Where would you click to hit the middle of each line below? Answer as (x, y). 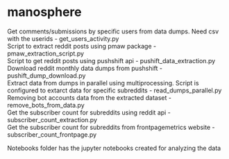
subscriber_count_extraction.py (52, 119)
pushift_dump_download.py (46, 75)
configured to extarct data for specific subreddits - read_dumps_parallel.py (114, 90)
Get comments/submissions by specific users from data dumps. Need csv (113, 31)
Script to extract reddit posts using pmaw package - (82, 46)
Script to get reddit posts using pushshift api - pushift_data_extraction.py (111, 60)
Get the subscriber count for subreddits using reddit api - (89, 112)
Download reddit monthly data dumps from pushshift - (85, 68)
